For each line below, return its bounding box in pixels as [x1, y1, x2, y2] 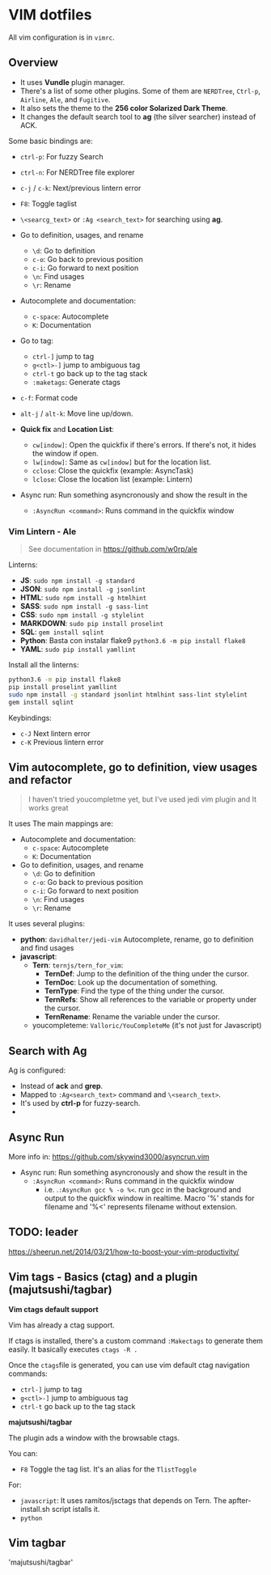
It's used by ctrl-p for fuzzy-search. [19, 1099, 141, 1108]
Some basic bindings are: [8, 136, 93, 146]
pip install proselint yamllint [8, 683, 117, 691]
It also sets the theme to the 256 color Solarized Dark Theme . [19, 103, 228, 112]
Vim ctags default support [8, 1304, 99, 1314]
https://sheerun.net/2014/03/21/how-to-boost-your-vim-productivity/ [8, 1247, 239, 1256]
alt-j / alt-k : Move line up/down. [19, 409, 133, 418]
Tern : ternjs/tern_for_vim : [32, 960, 124, 970]
